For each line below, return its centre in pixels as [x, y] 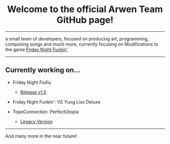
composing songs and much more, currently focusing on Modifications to [82, 44]
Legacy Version [36, 121]
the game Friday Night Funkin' [37, 50]
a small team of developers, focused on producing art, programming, [77, 38]
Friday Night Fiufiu [32, 82]
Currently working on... [43, 70]
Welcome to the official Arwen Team [85, 9]
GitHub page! [85, 20]
